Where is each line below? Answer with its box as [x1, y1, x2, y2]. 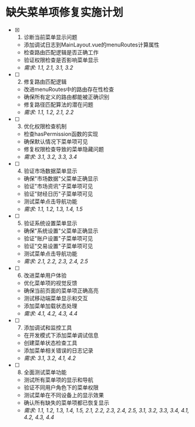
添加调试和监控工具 [23, 324, 73, 331]
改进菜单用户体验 [23, 271, 67, 279]
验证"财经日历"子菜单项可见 [23, 190, 93, 197]
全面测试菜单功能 [23, 368, 67, 376]
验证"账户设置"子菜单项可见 [23, 234, 93, 242]
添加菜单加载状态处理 [23, 302, 77, 309]
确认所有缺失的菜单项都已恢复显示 [23, 399, 110, 406]
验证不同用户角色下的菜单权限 [23, 384, 99, 391]
